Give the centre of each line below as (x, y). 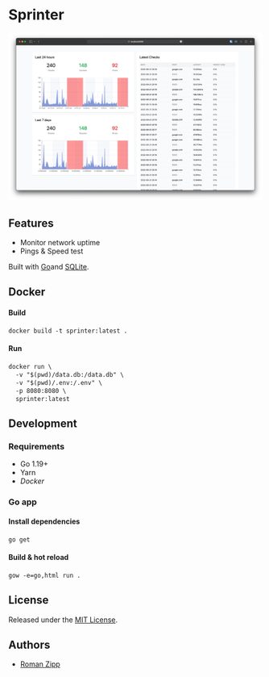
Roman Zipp (40, 664)
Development (43, 424)
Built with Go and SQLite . (49, 266)
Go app (23, 502)
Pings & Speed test (52, 251)
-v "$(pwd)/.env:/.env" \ (59, 382)
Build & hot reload (39, 558)
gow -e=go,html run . (45, 575)
